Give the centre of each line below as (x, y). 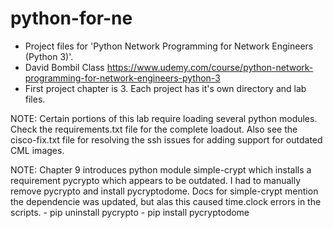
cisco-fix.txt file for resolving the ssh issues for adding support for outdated (166, 139)
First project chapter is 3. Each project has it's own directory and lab (165, 88)
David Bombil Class (64, 67)
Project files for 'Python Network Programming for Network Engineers (169, 46)
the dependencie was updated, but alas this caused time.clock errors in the (166, 201)
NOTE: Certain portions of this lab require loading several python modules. (164, 118)
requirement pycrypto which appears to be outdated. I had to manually (156, 180)
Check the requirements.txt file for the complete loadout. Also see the (154, 129)
